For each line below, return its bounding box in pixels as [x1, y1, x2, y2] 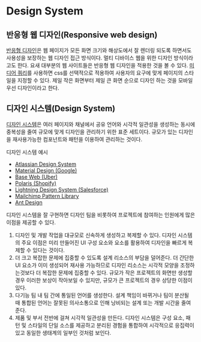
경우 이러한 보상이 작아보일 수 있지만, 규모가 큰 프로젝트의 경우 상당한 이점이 [14, 276, 193, 284]
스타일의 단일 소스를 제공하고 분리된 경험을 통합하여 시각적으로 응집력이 [28, 322, 195, 329]
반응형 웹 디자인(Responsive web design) [6, 29, 158, 40]
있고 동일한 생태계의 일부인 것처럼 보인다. [14, 329, 112, 336]
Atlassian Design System [14, 160, 77, 168]
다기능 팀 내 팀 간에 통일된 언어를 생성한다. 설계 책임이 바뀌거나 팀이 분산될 [14, 292, 190, 299]
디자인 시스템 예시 [6, 148, 48, 156]
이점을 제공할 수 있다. [6, 218, 56, 226]
